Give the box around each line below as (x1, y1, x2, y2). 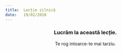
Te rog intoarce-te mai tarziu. (55, 40, 116, 46)
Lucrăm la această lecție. (53, 29, 117, 36)
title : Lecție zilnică (5, 7, 56, 13)
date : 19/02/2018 (5, 12, 47, 17)
